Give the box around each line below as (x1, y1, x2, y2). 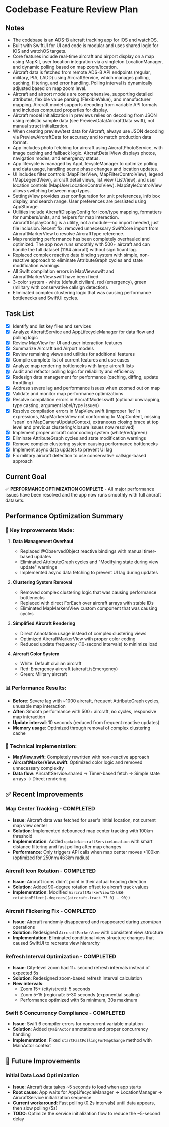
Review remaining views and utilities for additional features (12, 351, 135, 357)
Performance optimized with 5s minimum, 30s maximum (20, 997, 138, 1003)
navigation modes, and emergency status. (12, 155, 100, 161)
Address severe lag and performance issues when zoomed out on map (12, 385, 160, 391)
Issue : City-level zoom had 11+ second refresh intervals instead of (12, 964, 150, 970)
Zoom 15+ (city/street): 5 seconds (20, 986, 91, 992)
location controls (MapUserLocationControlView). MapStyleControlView (12, 182, 162, 188)
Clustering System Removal (12, 579, 72, 585)
